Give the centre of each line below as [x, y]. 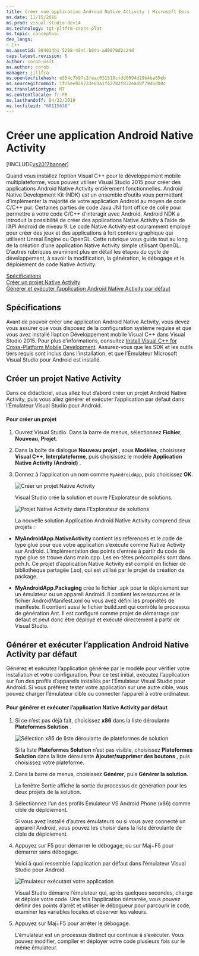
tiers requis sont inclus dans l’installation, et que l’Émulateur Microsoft [92, 354]
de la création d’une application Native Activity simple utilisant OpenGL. [94, 245]
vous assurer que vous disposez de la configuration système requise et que [99, 328]
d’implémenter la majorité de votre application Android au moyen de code [96, 201]
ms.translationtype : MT [36, 89]
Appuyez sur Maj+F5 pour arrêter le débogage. [72, 923]
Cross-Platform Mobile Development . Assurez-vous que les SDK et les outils [99, 347]
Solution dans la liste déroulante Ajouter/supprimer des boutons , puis [102, 756]
